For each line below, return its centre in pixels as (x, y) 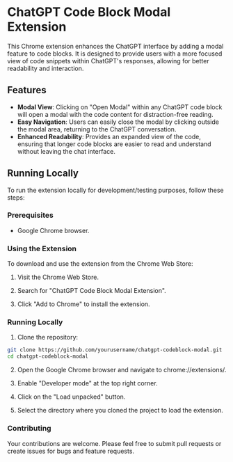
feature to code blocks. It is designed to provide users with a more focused (115, 54)
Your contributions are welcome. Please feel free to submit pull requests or (114, 443)
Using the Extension (42, 248)
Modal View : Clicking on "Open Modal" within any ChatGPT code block (120, 107)
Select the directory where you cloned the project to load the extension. (120, 411)
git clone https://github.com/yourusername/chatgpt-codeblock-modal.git (115, 350)
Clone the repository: (48, 337)
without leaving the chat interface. (66, 151)
